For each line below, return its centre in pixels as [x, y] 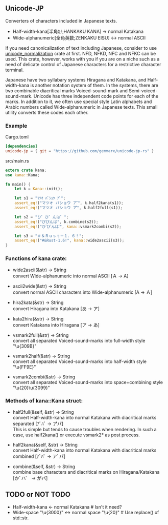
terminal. [15, 70]
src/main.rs [17, 160]
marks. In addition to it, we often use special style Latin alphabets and [79, 102]
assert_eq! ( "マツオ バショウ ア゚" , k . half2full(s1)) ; [69, 208]
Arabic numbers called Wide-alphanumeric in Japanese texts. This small [81, 107]
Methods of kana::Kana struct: [44, 401]
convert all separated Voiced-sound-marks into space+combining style [88, 382]
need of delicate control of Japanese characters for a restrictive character [83, 64]
